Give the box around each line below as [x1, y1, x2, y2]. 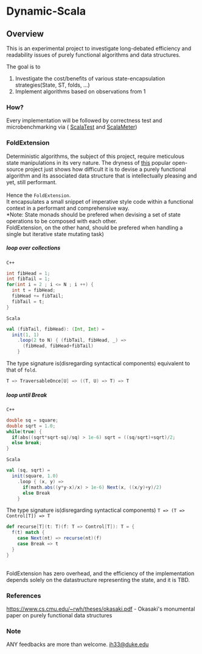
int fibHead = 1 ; [6, 270, 50, 276]
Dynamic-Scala [6, 4, 86, 18]
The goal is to [6, 63, 41, 70]
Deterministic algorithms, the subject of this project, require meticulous [6, 153, 184, 160]
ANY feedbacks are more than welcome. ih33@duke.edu [6, 641, 149, 648]
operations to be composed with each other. [6, 217, 117, 225]
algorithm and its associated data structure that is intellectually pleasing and [6, 172, 197, 179]
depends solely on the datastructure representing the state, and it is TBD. [6, 576, 190, 583]
